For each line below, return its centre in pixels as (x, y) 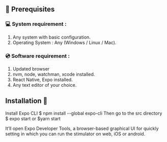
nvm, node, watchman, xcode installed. (54, 74)
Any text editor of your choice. (45, 85)
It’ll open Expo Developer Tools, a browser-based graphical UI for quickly (82, 128)
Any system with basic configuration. (51, 37)
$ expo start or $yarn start (33, 118)
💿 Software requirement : (38, 56)
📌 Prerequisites (30, 9)
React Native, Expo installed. (43, 80)
